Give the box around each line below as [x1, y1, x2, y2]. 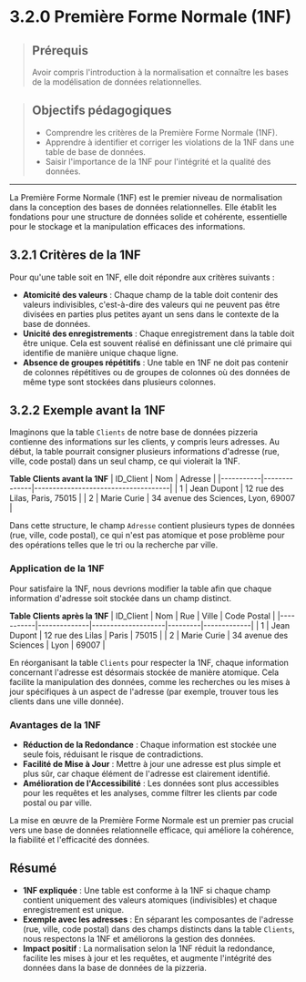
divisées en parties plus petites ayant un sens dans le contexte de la [22, 308, 280, 320]
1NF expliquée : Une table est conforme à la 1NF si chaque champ [22, 885, 271, 895]
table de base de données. [45, 146, 146, 157]
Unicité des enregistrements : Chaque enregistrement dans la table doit [22, 328, 295, 339]
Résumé [9, 861, 57, 876]
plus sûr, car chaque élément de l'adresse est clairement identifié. [22, 768, 270, 780]
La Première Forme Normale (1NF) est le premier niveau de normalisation [9, 191, 283, 202]
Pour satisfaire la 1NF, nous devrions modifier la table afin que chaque [9, 583, 272, 594]
